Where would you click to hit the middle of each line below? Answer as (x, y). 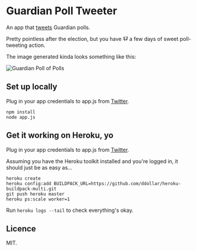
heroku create (24, 178)
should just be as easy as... (39, 167)
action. (37, 45)
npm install (21, 112)
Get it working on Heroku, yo (60, 136)
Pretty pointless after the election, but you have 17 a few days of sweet (92, 39)
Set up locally (32, 87)
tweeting (17, 45)
